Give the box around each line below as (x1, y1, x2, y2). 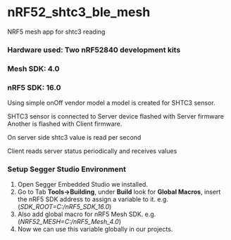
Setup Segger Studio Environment (7, 164, 127, 174)
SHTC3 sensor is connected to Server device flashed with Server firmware (7, 112, 224, 121)
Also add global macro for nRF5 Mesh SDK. (17, 210, 144, 218)
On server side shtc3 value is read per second (7, 133, 142, 142)
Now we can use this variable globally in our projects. (17, 225, 173, 234)
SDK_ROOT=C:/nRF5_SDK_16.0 (20, 203, 110, 211)
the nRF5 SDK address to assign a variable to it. (17, 195, 156, 204)
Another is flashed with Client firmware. (7, 120, 123, 128)
